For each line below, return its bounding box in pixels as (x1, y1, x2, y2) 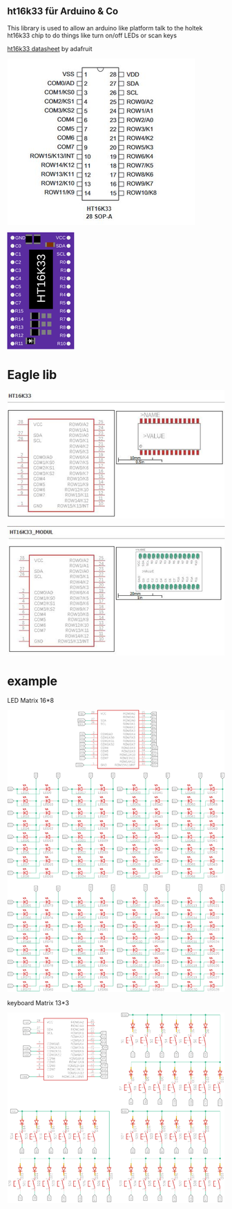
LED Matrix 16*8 (7, 696, 54, 704)
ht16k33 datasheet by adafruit (7, 44, 93, 52)
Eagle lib (7, 367, 57, 383)
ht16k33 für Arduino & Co (7, 6, 119, 17)
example (7, 673, 58, 689)
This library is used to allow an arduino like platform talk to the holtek (7, 23, 203, 32)
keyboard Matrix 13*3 (7, 999, 70, 1007)
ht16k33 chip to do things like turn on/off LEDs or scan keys (7, 31, 177, 39)
